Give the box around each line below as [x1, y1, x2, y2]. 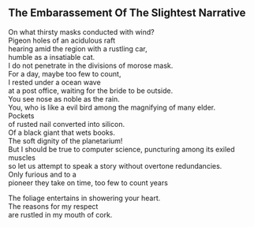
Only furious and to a [8, 169, 77, 179]
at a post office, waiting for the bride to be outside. [8, 86, 174, 95]
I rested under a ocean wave [8, 77, 101, 87]
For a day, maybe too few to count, [8, 69, 121, 78]
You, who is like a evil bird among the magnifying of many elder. [8, 102, 215, 112]
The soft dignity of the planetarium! [8, 136, 123, 145]
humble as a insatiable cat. [8, 52, 95, 61]
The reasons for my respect [8, 201, 99, 211]
